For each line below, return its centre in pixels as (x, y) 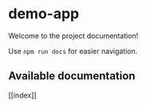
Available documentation (72, 76)
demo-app (44, 14)
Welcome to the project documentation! (73, 36)
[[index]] (23, 95)
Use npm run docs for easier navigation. (73, 51)
